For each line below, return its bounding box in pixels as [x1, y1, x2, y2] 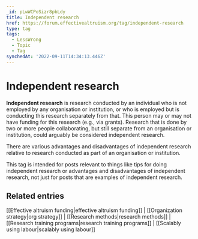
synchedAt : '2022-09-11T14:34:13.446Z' [6, 53, 106, 59]
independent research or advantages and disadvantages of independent [6, 167, 186, 174]
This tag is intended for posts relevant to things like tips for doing [6, 160, 167, 168]
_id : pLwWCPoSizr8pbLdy [6, 8, 66, 15]
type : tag [6, 25, 31, 32]
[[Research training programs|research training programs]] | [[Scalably [6, 220, 181, 227]
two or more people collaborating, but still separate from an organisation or [6, 124, 192, 132]
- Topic [11, 43, 31, 49]
